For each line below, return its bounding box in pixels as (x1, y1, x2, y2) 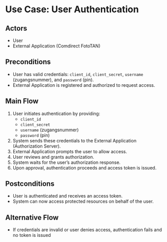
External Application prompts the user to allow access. (12, 148, 127, 154)
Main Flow (5, 97, 39, 106)
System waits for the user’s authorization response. (12, 159, 121, 165)
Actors (5, 24, 27, 33)
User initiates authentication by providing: (12, 110, 100, 116)
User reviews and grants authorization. (12, 154, 94, 160)
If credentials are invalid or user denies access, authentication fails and (12, 227, 162, 233)
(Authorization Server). (12, 143, 61, 149)
